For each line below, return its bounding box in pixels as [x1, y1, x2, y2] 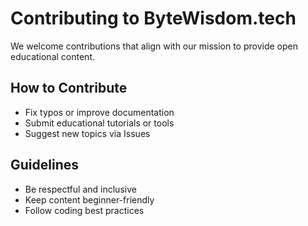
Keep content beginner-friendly [24, 193, 155, 206]
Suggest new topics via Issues [24, 127, 151, 139]
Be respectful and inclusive [24, 183, 137, 195]
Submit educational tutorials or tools [24, 117, 175, 129]
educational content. [10, 50, 95, 62]
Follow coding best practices [24, 204, 145, 216]
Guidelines [10, 157, 79, 174]
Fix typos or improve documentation [24, 106, 175, 118]
